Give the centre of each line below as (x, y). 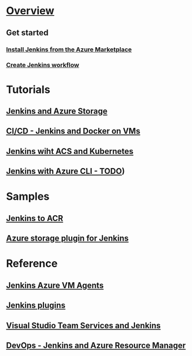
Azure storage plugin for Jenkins (68, 238)
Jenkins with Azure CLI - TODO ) (65, 171)
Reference (32, 264)
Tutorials (28, 89)
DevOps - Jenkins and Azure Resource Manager (96, 345)
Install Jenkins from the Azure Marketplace (69, 50)
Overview (30, 11)
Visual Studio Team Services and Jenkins (83, 325)
